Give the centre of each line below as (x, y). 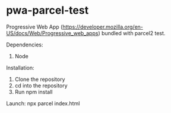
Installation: (20, 68)
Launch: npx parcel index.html (43, 103)
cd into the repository (41, 85)
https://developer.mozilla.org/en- (103, 27)
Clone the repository (40, 79)
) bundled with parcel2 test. (132, 33)
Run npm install (34, 92)
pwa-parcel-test (47, 10)
